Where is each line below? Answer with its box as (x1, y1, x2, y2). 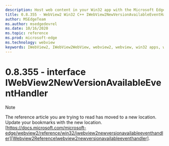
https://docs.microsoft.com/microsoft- (7, 124, 87, 130)
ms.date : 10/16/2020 (5, 26, 49, 31)
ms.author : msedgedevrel (5, 21, 57, 27)
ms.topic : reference (5, 31, 49, 36)
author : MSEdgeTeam (5, 17, 46, 22)
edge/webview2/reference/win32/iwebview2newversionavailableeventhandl (5, 130, 163, 136)
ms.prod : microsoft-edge (5, 36, 57, 41)
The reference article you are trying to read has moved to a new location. (5, 114, 157, 120)
